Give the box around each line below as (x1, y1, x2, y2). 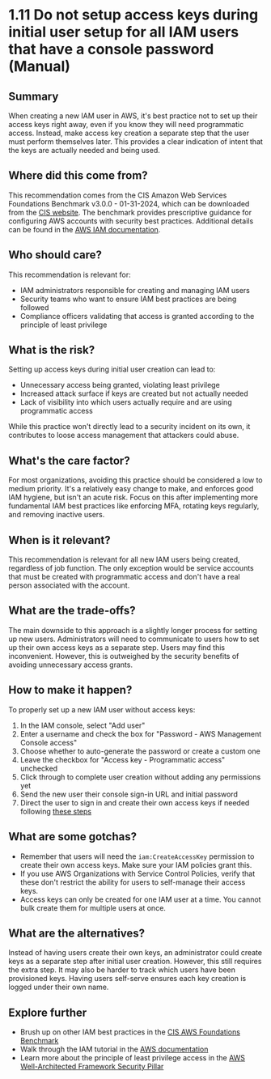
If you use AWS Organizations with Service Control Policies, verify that (19, 869, 256, 878)
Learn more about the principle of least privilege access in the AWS (19, 1053, 245, 1063)
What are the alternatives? (8, 926, 146, 940)
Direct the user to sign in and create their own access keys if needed (19, 797, 250, 807)
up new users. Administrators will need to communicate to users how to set (8, 634, 260, 644)
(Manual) (8, 57, 71, 76)
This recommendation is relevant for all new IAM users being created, (8, 554, 240, 564)
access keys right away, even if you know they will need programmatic (8, 120, 244, 129)
